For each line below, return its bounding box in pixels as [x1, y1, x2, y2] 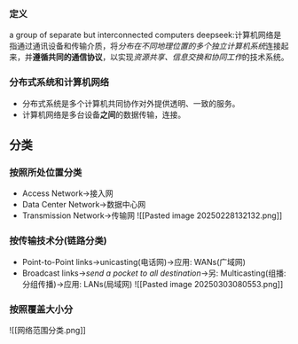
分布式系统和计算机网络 [9, 76, 109, 89]
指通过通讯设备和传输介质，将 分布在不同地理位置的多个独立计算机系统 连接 [9, 41, 281, 51]
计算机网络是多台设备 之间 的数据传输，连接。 [21, 109, 186, 120]
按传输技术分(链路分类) [9, 235, 107, 247]
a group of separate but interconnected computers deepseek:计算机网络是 [9, 29, 282, 41]
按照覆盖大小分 [9, 303, 74, 316]
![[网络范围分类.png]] [9, 324, 86, 335]
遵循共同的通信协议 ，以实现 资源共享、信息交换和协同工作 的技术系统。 [32, 51, 289, 63]
